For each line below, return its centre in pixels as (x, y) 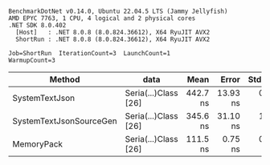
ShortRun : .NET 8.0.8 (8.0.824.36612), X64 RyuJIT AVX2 (113, 39)
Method (65, 79)
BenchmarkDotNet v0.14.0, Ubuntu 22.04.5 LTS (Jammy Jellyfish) (118, 11)
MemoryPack (37, 144)
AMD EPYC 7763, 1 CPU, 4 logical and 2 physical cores (102, 18)
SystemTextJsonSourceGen (65, 121)
